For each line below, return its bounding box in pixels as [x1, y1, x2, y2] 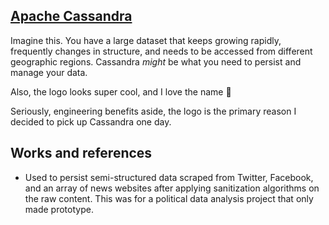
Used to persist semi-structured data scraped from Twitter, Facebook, [24, 171, 314, 183]
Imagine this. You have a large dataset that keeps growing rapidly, [10, 34, 282, 46]
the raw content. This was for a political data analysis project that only [24, 192, 314, 204]
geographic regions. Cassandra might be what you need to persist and [10, 55, 302, 68]
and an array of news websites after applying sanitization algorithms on [24, 182, 320, 194]
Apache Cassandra [10, 8, 133, 25]
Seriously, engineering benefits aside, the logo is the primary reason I [10, 105, 297, 117]
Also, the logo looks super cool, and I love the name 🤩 [10, 85, 232, 98]
